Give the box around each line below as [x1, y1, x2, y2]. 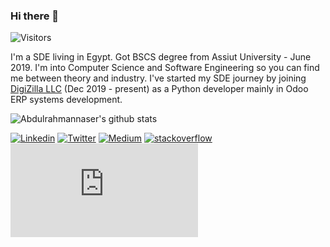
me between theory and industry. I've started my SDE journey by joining [10, 72, 307, 84]
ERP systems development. [10, 94, 123, 106]
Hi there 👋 [10, 9, 60, 23]
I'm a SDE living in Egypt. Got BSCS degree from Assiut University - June [10, 51, 312, 63]
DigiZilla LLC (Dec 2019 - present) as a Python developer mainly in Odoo [10, 83, 309, 95]
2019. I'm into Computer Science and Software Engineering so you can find [10, 62, 320, 74]
